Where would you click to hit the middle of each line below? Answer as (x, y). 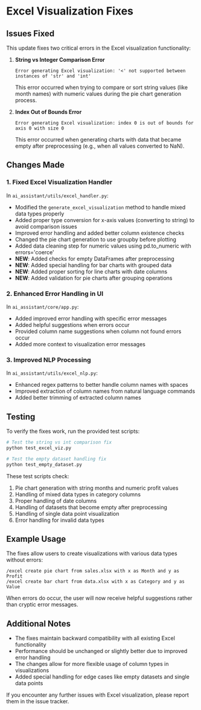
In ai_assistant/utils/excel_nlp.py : (52, 373)
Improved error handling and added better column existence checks (100, 233)
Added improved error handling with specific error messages (91, 318)
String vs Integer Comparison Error (60, 60)
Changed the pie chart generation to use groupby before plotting (96, 239)
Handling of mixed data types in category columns (78, 494)
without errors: (25, 560)
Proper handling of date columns (56, 501)
